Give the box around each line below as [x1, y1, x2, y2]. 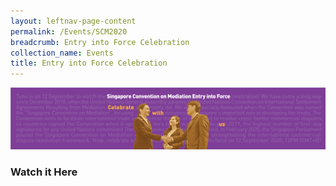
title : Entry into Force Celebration [10, 58, 168, 69]
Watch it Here [10, 165, 78, 179]
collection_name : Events [10, 48, 114, 58]
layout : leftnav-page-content [10, 16, 137, 26]
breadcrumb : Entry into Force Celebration [10, 37, 190, 47]
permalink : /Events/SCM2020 [10, 26, 128, 37]
